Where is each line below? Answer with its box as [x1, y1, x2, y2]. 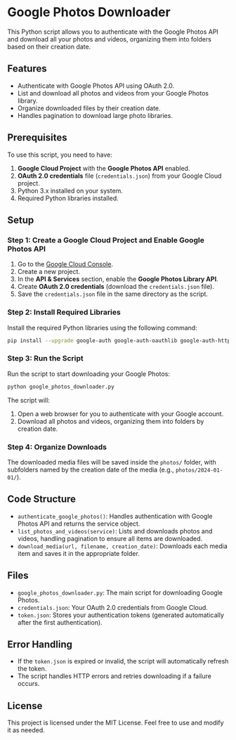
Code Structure [7, 493, 76, 505]
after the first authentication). [17, 618, 103, 626]
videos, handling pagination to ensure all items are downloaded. [17, 534, 203, 543]
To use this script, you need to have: [7, 150, 112, 159]
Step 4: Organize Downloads [7, 442, 107, 452]
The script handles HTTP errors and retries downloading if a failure [17, 672, 212, 680]
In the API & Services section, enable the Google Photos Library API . [17, 275, 219, 283]
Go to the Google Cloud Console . [17, 260, 114, 268]
